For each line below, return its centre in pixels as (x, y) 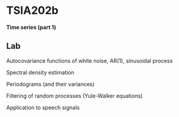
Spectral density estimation (40, 72)
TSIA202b (32, 11)
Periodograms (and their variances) (50, 84)
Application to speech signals (43, 107)
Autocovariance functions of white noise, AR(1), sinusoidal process (89, 60)
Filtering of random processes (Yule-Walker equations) (75, 96)
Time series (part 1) (31, 27)
